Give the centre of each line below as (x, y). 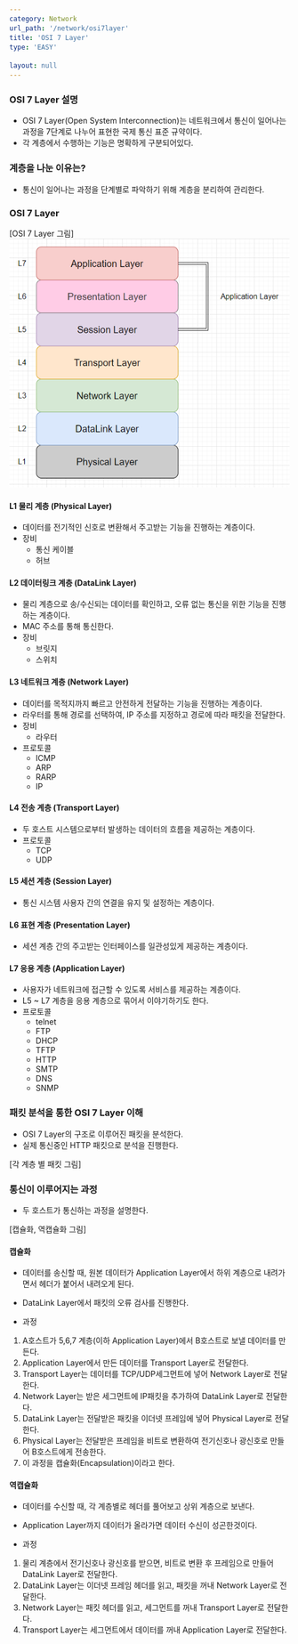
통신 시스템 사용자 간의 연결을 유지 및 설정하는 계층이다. (118, 903)
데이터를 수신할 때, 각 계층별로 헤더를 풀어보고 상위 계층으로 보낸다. (138, 1506)
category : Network (43, 19)
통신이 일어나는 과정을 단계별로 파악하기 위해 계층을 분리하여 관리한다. (143, 189)
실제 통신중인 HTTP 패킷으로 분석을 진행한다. (100, 1145)
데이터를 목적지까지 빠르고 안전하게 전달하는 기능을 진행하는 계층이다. (142, 703)
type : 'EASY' (33, 47)
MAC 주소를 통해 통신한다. (68, 627)
